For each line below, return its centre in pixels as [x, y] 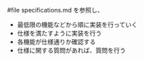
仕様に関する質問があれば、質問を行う [71, 50]
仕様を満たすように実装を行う [59, 33]
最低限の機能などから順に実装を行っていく [77, 25]
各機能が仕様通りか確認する [56, 42]
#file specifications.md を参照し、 [55, 10]
